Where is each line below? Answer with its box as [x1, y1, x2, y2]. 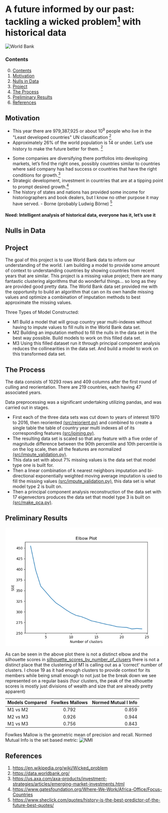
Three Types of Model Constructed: [5, 309, 79, 315]
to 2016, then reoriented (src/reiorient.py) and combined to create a [12, 419, 152, 425]
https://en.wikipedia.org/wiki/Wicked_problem [12, 765, 108, 771]
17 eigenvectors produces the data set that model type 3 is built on [12, 494, 150, 500]
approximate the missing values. [5, 299, 72, 305]
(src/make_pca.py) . [12, 499, 53, 505]
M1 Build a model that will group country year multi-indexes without [12, 319, 152, 325]
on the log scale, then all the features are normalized [12, 446, 121, 452]
